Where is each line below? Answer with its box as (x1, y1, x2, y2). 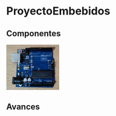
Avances (6, 101, 40, 112)
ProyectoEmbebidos (6, 4, 111, 18)
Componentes (6, 28, 62, 39)
